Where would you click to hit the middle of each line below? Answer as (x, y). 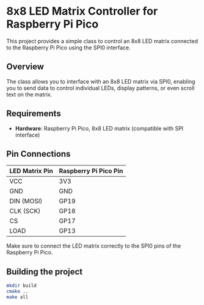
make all (17, 297)
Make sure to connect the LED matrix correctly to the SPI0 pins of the (94, 246)
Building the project (45, 272)
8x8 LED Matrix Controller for (82, 11)
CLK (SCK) (25, 211)
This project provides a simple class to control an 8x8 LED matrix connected (102, 41)
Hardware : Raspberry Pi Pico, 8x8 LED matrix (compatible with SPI (99, 128)
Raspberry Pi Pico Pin (91, 171)
